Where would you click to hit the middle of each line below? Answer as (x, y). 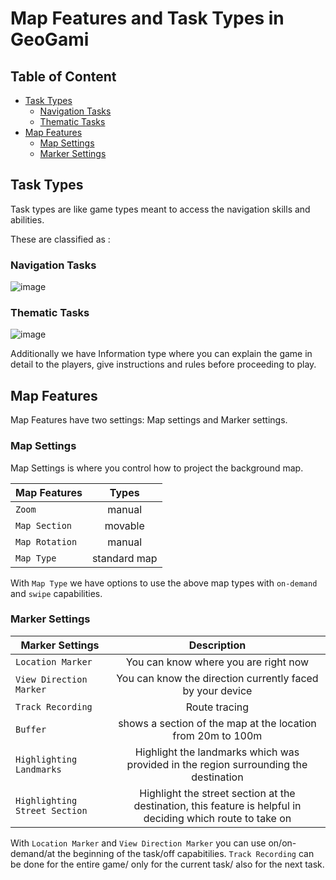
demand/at (33, 853)
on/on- (282, 843)
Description (217, 645)
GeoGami (50, 39)
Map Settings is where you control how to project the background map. (157, 468)
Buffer (31, 729)
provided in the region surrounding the (217, 764)
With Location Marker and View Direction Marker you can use (138, 843)
